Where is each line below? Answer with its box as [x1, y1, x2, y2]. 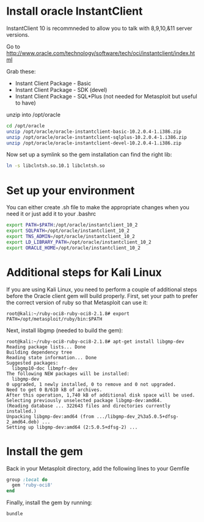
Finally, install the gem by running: [6, 499, 93, 506]
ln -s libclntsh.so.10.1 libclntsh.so [6, 163, 105, 169]
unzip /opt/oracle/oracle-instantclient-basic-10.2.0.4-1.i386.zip [6, 129, 182, 135]
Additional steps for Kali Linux [6, 265, 162, 279]
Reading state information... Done [6, 354, 97, 360]
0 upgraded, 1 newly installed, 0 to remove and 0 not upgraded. [6, 381, 176, 387]
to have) [15, 99, 37, 106]
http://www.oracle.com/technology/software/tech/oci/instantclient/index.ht [6, 49, 195, 56]
